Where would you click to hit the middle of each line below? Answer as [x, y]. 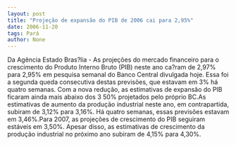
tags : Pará [23, 33]
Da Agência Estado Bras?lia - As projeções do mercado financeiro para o [113, 60]
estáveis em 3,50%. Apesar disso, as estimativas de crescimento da [106, 127]
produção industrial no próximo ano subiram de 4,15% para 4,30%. [104, 134]
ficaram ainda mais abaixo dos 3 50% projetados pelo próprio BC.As [107, 97]
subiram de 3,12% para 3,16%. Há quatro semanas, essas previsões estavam [118, 112]
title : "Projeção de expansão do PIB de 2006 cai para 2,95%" [100, 20]
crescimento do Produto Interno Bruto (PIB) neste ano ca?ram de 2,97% [112, 67]
